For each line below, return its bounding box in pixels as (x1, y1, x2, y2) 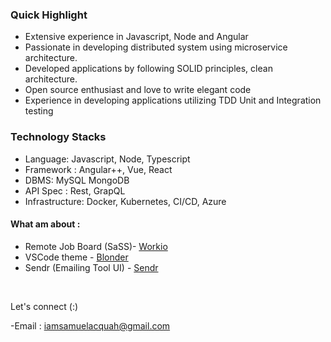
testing (24, 105, 54, 117)
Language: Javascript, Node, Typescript (24, 153, 191, 165)
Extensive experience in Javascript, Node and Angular (24, 31, 249, 43)
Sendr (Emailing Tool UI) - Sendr (24, 261, 159, 273)
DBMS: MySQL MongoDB (24, 174, 130, 186)
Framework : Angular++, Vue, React (24, 163, 173, 175)
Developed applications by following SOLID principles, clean (24, 63, 273, 75)
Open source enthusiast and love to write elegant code (24, 84, 252, 96)
